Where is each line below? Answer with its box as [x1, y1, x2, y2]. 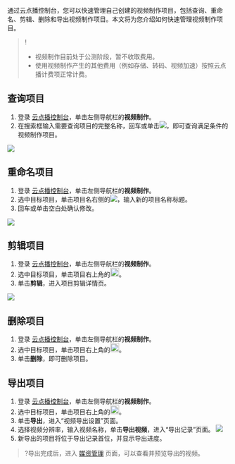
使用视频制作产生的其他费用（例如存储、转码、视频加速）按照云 [34, 61, 220, 69]
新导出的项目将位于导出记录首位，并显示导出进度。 [17, 434, 166, 443]
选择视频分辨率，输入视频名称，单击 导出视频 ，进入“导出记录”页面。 [17, 425, 215, 434]
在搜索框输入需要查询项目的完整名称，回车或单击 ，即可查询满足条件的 [17, 121, 229, 130]
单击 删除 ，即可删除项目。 [17, 355, 92, 363]
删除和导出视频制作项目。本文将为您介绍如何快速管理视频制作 [37, 15, 217, 23]
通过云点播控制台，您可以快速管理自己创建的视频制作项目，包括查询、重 [7, 6, 217, 14]
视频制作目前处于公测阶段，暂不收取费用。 [34, 52, 159, 61]
